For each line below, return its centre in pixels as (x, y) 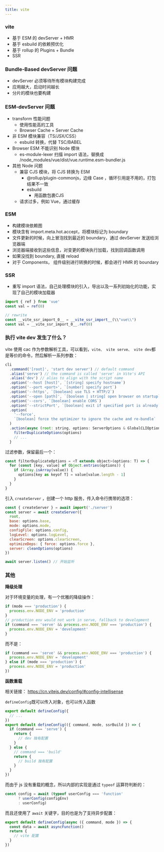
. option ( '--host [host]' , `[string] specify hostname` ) (67, 383)
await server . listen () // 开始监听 (40, 562)
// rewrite (16, 315)
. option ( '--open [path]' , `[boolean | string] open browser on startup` (85, 396)
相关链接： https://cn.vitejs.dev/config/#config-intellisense (64, 691)
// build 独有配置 (35, 761)
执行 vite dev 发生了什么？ (36, 338)
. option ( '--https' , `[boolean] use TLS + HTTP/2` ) (62, 392)
